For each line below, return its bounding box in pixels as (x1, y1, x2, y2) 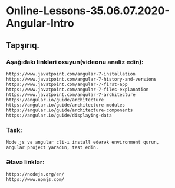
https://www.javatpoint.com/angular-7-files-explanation (6, 87, 149, 93)
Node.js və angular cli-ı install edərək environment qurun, (6, 140, 160, 146)
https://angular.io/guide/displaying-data (6, 112, 112, 118)
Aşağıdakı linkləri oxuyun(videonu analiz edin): (6, 58, 144, 66)
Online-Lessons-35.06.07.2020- (6, 4, 170, 18)
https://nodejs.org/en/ (6, 171, 65, 177)
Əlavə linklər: (6, 158, 45, 166)
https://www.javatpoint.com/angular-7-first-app (6, 81, 128, 87)
